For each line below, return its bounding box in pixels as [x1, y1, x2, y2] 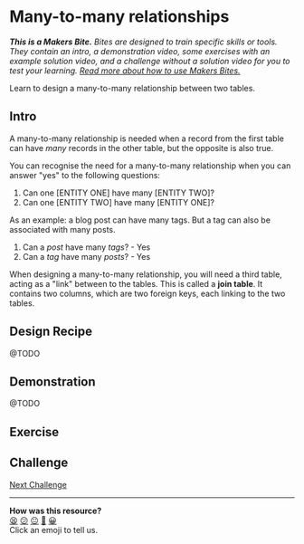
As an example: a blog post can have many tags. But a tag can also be [9, 215, 271, 225]
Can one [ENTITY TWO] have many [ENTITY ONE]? [22, 196, 215, 207]
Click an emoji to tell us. [9, 524, 99, 535]
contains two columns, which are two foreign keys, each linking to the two [9, 288, 286, 299]
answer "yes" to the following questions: [9, 169, 161, 180]
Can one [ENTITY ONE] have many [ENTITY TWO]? [22, 187, 215, 198]
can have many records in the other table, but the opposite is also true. [9, 142, 274, 153]
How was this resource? [9, 505, 102, 516]
